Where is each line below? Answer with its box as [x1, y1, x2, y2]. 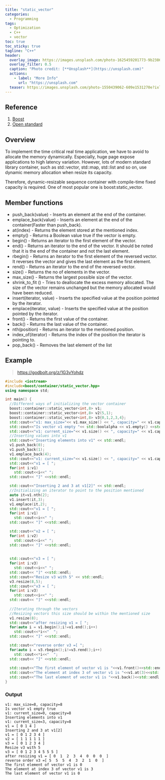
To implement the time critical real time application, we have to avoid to [5, 148, 149, 155]
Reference [5, 103, 38, 111]
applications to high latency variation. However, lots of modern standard [5, 159, 151, 165]
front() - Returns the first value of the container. [12, 316, 109, 322]
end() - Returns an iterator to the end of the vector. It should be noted [12, 243, 153, 249]
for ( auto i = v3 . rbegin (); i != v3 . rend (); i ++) [9, 647, 102, 652]
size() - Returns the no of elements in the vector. [12, 269, 110, 275]
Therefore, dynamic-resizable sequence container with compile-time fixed [5, 179, 156, 185]
